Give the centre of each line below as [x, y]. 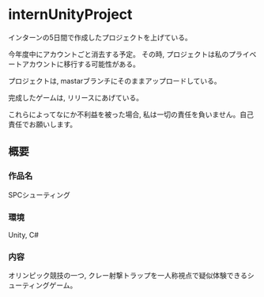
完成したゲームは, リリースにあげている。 [76, 97]
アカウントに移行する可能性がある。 [81, 64]
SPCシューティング [40, 194]
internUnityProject [70, 15]
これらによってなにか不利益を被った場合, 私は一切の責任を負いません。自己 [131, 114]
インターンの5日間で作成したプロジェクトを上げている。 [100, 37]
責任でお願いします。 [43, 124]
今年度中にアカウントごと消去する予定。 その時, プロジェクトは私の [119, 54]
